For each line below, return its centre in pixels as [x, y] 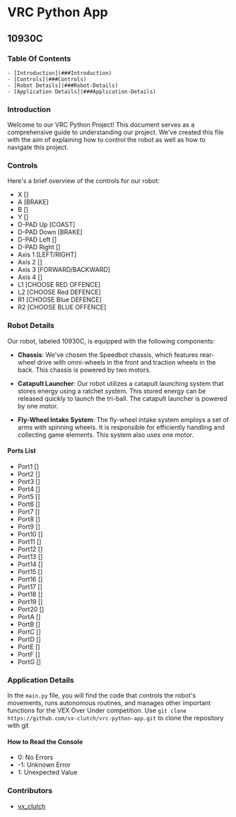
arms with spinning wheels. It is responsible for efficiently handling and [121, 427]
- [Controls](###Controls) [47, 79]
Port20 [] [31, 609]
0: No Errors [35, 758]
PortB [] [29, 624]
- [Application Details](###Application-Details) [82, 92]
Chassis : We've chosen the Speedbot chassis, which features [108, 355]
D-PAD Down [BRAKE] [50, 232]
